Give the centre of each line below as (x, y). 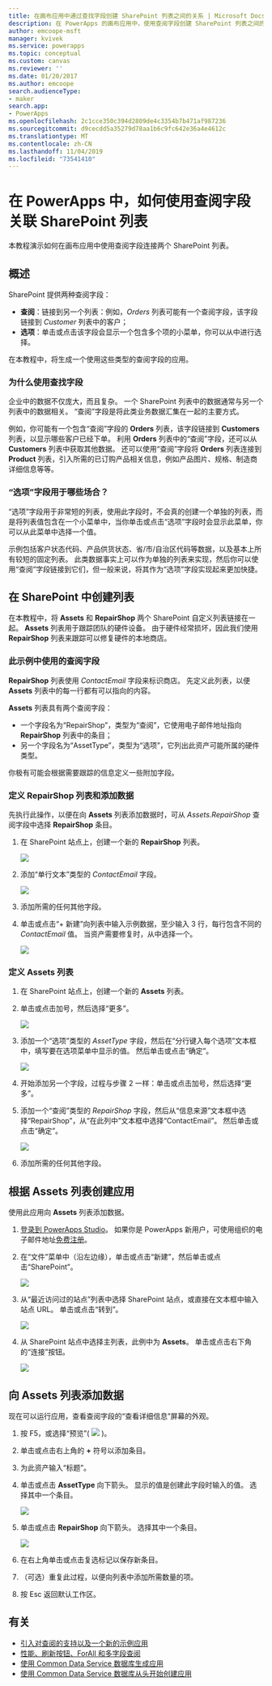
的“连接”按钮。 (45, 1352)
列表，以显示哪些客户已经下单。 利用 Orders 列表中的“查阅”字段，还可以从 (133, 439)
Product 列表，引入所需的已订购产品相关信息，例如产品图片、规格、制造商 (133, 459)
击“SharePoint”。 (49, 1267)
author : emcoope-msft (45, 31)
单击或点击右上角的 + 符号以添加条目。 (85, 1450)
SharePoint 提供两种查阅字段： (59, 295)
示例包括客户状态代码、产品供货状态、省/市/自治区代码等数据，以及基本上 (132, 549)
